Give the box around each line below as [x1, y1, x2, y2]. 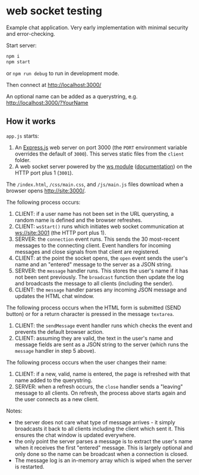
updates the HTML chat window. [14, 292, 94, 299]
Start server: [6, 42, 37, 49]
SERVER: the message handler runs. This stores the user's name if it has [14, 267, 188, 274]
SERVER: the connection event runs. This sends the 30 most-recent [14, 235, 180, 243]
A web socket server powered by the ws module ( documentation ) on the [14, 163, 192, 170]
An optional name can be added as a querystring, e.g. [6, 92, 138, 100]
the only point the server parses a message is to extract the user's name [14, 437, 192, 445]
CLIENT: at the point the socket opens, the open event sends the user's [14, 254, 188, 262]
